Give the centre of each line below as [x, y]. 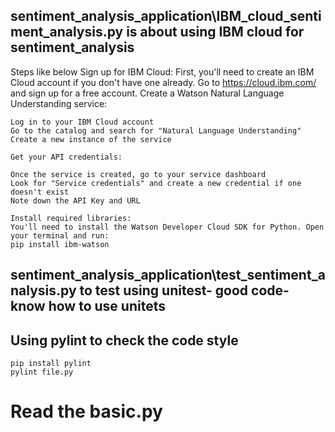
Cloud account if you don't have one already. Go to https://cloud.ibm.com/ [163, 82]
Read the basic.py [86, 411]
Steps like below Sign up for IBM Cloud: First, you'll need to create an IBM [162, 71]
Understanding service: [59, 103]
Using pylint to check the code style [124, 340]
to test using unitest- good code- [184, 290]
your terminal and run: [60, 235]
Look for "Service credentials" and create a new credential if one [156, 183]
